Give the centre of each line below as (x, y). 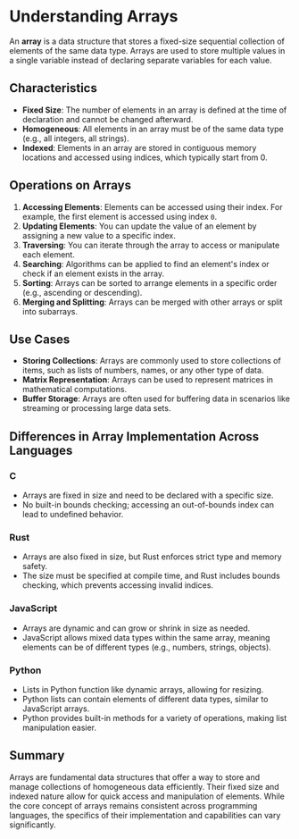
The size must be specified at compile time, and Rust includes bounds (151, 576)
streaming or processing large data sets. (96, 408)
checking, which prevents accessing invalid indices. (118, 585)
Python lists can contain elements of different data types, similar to (145, 699)
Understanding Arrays (94, 17)
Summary (37, 755)
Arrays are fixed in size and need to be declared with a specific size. (148, 495)
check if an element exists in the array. (93, 273)
